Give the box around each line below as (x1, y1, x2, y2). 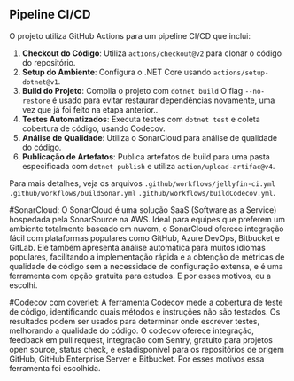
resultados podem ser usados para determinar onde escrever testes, (9, 315, 260, 326)
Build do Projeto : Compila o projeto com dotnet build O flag (21, 85, 244, 96)
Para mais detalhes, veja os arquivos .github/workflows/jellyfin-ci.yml (9, 177, 276, 189)
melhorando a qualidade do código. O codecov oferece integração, (9, 325, 255, 336)
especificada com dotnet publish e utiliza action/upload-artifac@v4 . (21, 160, 275, 171)
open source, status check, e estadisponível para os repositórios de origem (9, 344, 285, 354)
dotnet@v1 (21, 77, 59, 87)
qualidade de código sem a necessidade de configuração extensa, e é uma (9, 260, 283, 271)
